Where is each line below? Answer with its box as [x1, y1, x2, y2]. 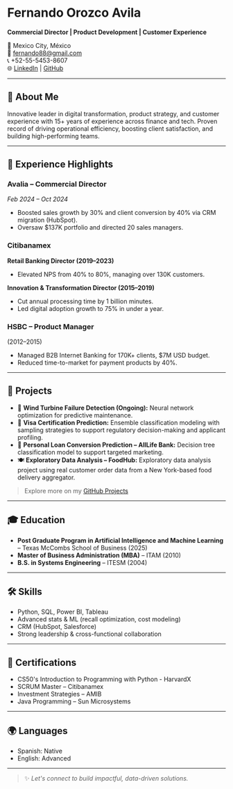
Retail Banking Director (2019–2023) [7, 256, 114, 265]
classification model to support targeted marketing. [17, 447, 164, 456]
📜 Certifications [7, 656, 77, 669]
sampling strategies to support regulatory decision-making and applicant [17, 426, 226, 434]
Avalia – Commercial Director [7, 180, 107, 189]
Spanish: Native [17, 747, 62, 756]
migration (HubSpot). [17, 216, 78, 224]
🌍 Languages [7, 725, 68, 737]
